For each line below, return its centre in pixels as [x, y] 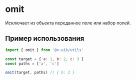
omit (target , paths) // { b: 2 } [40, 73]
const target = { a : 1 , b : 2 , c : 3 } [44, 59]
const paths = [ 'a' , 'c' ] [32, 64]
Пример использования [45, 39]
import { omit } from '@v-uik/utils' [44, 50]
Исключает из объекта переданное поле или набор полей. [68, 23]
